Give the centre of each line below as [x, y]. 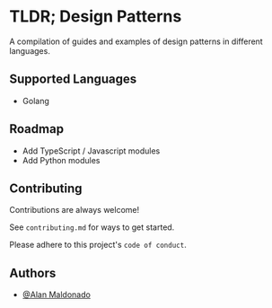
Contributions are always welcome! [75, 210]
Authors [33, 273]
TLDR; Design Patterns [96, 17]
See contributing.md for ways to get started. [92, 227]
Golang [35, 101]
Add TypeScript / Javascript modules [91, 151]
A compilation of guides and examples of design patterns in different [136, 41]
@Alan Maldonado [57, 295]
